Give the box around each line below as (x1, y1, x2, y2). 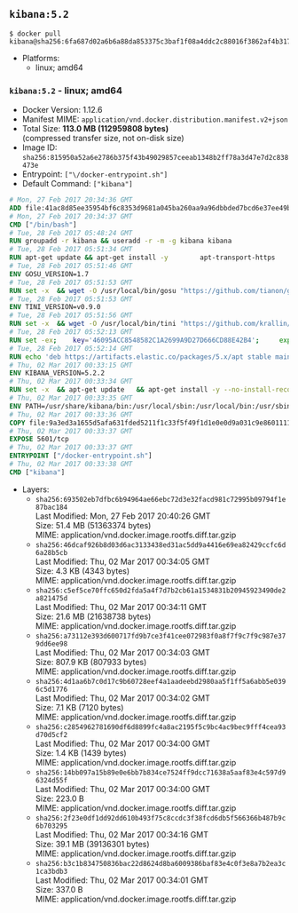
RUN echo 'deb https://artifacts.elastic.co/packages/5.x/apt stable (9, 352, 272, 361)
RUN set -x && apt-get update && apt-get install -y (9, 385, 220, 394)
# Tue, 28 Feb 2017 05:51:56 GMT (9, 311, 133, 320)
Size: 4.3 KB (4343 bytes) (35, 565, 130, 576)
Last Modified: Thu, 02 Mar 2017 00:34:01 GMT (35, 875, 209, 885)
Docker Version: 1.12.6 (21, 105, 103, 115)
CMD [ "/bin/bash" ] (9, 220, 77, 229)
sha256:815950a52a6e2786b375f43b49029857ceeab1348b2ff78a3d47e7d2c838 (21, 154, 289, 163)
